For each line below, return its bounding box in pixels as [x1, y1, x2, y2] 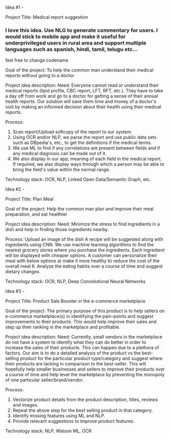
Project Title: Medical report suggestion [5, 14, 88, 20]
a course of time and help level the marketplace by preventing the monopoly [5, 372, 165, 378]
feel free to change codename [5, 57, 69, 63]
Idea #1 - [5, 5, 24, 10]
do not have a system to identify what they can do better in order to [5, 339, 146, 345]
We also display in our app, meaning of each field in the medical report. [12, 156, 162, 162]
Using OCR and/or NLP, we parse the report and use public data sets [12, 134, 157, 140]
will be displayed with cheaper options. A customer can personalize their [5, 252, 157, 259]
